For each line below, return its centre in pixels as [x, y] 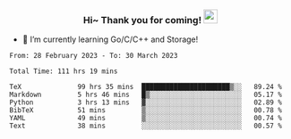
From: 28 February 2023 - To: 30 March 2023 [94, 56]
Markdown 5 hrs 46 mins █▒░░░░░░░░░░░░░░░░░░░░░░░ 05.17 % [145, 95]
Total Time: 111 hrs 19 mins [64, 71]
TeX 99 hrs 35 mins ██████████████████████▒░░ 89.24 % [145, 87]
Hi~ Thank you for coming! [142, 20]
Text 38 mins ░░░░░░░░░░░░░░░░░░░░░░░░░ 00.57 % [145, 126]
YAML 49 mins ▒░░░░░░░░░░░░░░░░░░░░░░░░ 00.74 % [145, 119]
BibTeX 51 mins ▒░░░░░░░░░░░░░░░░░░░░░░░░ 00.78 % [145, 110]
